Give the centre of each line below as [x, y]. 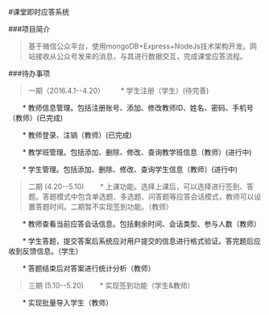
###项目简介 [29, 29]
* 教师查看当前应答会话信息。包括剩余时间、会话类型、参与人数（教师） [141, 224]
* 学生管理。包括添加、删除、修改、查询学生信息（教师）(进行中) [130, 169]
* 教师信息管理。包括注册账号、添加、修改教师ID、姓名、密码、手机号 [138, 108]
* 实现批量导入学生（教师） [67, 302]
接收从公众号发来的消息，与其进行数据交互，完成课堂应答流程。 [141, 56]
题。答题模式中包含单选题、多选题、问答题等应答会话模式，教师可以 [141, 197]
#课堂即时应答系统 [39, 12]
